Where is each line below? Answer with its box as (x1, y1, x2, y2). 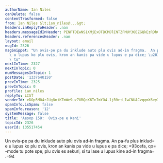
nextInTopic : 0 (5, 66, 36, 71)
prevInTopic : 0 (5, 84, 36, 89)
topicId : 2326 (5, 120, 34, 125)
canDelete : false (5, 12, 40, 17)
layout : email (5, 39, 34, 44)
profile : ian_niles (5, 89, 45, 93)
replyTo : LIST (5, 93, 34, 98)
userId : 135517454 (5, 125, 42, 129)
